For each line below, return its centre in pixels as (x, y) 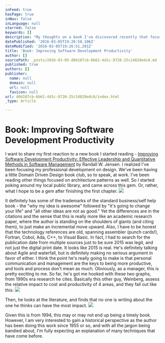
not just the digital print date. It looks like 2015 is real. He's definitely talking (81, 248)
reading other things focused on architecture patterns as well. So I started (80, 180)
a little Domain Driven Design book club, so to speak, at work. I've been (77, 175)
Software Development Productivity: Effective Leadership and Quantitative (80, 159)
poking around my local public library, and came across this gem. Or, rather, (82, 186)
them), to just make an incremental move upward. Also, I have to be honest (81, 227)
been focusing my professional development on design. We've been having (81, 170)
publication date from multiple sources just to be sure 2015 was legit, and (79, 243)
